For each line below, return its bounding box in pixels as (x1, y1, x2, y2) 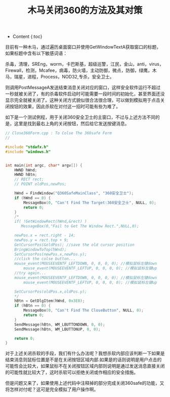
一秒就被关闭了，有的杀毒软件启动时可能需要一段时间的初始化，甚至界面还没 (5, 91, 165, 97)
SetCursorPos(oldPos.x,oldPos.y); (14, 289, 87, 294)
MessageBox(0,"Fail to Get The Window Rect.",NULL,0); (21, 224, 139, 229)
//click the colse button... (14, 256, 76, 261)
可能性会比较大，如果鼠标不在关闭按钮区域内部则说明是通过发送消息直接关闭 (5, 363, 165, 369)
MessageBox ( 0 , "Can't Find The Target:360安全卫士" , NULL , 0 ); (23, 200, 157, 205)
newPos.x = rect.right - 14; (14, 233, 76, 238)
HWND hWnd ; (14, 168, 37, 173)
